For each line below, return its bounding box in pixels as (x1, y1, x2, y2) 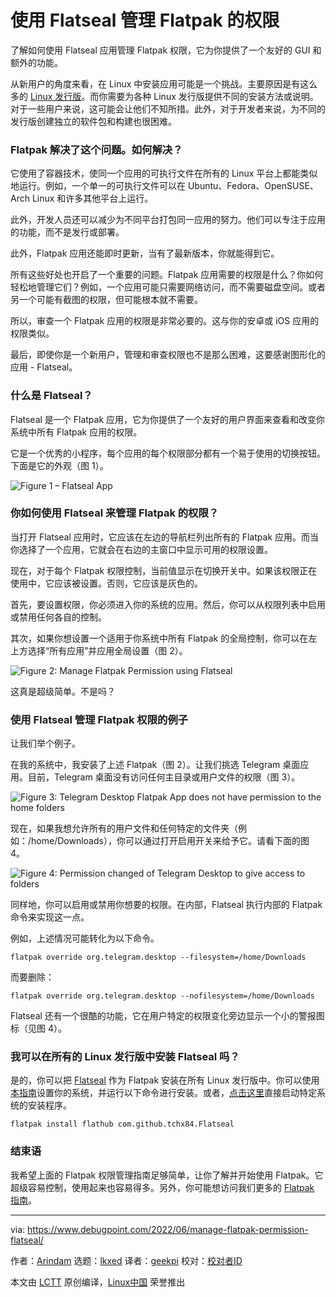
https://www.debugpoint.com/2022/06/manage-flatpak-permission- (27, 1223, 309, 1235)
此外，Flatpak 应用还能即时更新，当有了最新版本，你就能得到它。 (10, 247, 280, 260)
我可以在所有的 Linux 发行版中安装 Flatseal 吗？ (10, 1050, 240, 1064)
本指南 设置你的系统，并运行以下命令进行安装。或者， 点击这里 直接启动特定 (10, 1087, 317, 1099)
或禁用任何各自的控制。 (10, 611, 107, 623)
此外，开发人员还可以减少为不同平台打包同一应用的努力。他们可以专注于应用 (10, 214, 326, 226)
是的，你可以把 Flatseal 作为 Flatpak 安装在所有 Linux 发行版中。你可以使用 (10, 1074, 320, 1086)
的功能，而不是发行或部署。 (10, 226, 125, 238)
